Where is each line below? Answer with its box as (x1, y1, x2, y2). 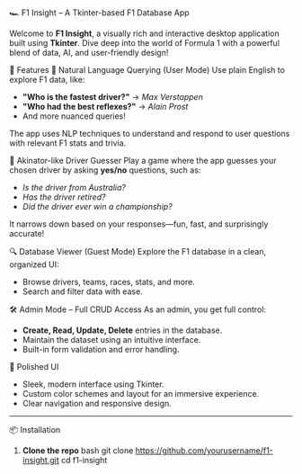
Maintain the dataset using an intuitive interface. (22, 335, 201, 344)
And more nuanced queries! (22, 111, 126, 121)
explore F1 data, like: (9, 75, 85, 85)
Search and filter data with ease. (22, 286, 144, 297)
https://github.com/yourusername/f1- (135, 445, 274, 456)
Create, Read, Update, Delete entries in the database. (22, 325, 223, 335)
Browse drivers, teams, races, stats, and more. (22, 277, 195, 287)
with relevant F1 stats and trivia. (9, 138, 127, 148)
